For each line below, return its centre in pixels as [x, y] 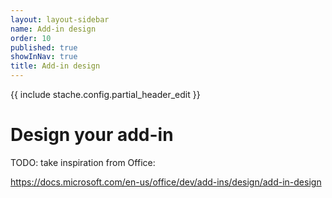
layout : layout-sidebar [60, 19]
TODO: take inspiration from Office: [83, 162]
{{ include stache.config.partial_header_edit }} [105, 94]
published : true [44, 47]
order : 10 [31, 38]
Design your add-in [92, 135]
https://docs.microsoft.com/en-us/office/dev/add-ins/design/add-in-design [166, 182]
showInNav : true [44, 57]
